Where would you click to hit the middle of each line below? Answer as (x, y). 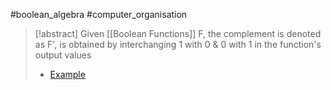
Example (67, 74)
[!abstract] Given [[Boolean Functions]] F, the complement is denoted (178, 33)
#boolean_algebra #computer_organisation (99, 14)
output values (63, 55)
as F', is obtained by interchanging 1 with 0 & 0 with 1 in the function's (178, 44)
